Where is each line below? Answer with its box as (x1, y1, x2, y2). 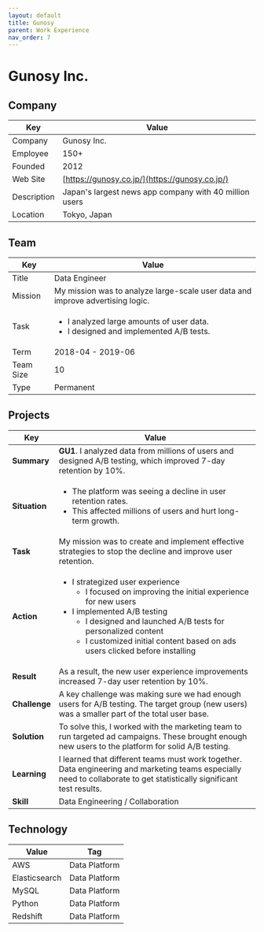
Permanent (53, 382, 95, 393)
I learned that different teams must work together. (58, 753, 242, 764)
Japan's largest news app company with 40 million (62, 187, 250, 198)
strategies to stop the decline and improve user (58, 545, 233, 556)
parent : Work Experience (8, 26, 90, 34)
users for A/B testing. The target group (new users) (58, 698, 247, 709)
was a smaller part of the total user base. (58, 708, 210, 719)
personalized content (85, 626, 163, 637)
